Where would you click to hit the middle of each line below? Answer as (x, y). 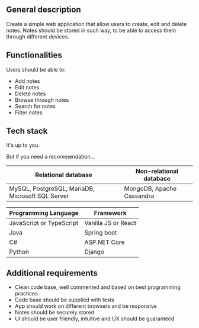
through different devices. (38, 36)
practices (26, 294)
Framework (110, 213)
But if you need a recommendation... (51, 157)
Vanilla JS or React (110, 223)
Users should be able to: (36, 69)
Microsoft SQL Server (39, 196)
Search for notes (35, 106)
